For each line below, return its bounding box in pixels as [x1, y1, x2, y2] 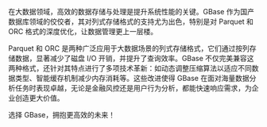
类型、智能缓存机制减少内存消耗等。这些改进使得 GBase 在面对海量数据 [14, 74, 250, 83]
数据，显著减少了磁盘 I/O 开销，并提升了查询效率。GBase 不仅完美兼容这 [14, 54, 254, 63]
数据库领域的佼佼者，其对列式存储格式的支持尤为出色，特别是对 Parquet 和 [8, 17, 254, 26]
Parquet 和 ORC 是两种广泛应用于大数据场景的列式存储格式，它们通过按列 [8, 44, 250, 53]
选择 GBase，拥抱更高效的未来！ [8, 110, 115, 119]
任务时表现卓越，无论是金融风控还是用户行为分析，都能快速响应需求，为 [14, 83, 252, 93]
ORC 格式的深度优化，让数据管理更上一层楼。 [8, 27, 157, 36]
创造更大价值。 [14, 94, 64, 102]
